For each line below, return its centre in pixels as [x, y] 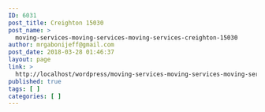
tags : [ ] [24, 89]
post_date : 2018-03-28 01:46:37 [61, 52]
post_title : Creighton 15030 [56, 23]
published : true [35, 81]
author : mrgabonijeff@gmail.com [61, 45]
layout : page [30, 60]
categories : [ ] [35, 96]
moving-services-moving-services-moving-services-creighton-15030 [127, 37]
